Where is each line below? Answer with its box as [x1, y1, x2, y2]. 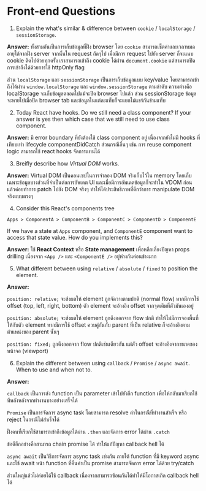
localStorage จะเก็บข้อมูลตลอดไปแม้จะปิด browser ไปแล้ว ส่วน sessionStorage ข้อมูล [7, 89, 197, 97]
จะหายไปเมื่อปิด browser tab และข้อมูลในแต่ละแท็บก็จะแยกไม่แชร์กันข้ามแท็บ [7, 96, 166, 104]
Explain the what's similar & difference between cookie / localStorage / [15, 25, 196, 32]
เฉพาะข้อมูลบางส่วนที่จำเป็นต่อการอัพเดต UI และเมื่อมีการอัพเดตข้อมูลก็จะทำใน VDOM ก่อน [7, 178, 193, 186]
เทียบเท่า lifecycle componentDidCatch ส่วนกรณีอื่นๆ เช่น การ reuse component [7, 140, 192, 148]
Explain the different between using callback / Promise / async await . [15, 359, 190, 367]
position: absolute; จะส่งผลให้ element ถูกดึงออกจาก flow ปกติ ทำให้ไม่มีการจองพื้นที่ [7, 314, 199, 321]
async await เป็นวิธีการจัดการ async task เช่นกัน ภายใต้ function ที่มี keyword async [7, 452, 199, 460]
